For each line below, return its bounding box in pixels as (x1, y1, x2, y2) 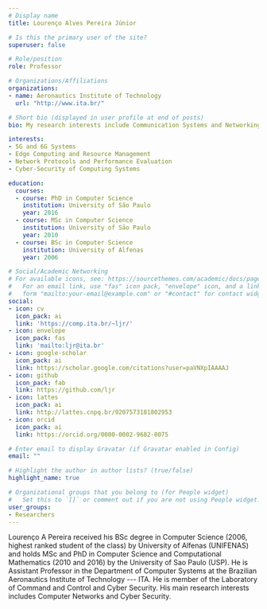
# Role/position (8, 55, 62, 64)
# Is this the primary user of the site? (8, 33, 148, 41)
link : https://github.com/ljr (15, 386, 115, 394)
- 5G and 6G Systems (8, 142, 77, 151)
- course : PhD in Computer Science (15, 194, 133, 202)
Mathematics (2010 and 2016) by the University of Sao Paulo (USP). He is (8, 558, 249, 568)
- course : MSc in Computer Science (15, 217, 133, 224)
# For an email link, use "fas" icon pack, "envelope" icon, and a (8, 283, 244, 291)
